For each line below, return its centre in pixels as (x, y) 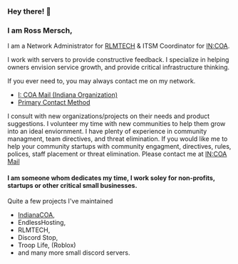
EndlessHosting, (42, 223)
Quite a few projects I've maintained (60, 201)
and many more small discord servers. (74, 253)
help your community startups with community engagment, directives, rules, (119, 147)
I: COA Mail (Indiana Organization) (68, 95)
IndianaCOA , (36, 215)
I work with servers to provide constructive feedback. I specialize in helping (118, 60)
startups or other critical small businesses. (72, 185)
